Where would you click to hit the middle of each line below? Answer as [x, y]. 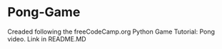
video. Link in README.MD [47, 38]
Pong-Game [44, 12]
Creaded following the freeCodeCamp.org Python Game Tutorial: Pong [111, 31]
